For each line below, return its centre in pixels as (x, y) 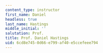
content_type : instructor (32, 10)
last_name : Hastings (27, 24)
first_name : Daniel (26, 15)
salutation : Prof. (24, 33)
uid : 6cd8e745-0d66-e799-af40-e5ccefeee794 (52, 43)
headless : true (21, 19)
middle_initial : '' (26, 29)
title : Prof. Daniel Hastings (37, 38)
